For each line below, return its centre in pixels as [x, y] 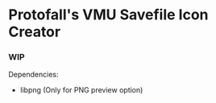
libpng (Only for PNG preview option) [81, 90]
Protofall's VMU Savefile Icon [108, 15]
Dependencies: [33, 75]
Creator [35, 32]
